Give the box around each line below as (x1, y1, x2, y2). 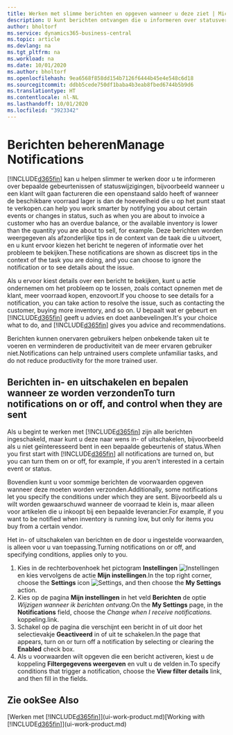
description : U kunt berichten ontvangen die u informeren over (7, 17, 197, 24)
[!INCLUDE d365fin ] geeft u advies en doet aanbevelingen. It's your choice (7, 313, 218, 321)
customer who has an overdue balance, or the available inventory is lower (7, 219, 218, 227)
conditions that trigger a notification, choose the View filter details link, (17, 667, 222, 675)
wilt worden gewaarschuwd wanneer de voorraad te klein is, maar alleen (7, 500, 215, 508)
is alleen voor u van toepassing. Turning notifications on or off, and (7, 543, 196, 551)
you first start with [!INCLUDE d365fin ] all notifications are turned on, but (7, 449, 214, 458)
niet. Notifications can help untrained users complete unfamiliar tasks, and (7, 348, 218, 357)
